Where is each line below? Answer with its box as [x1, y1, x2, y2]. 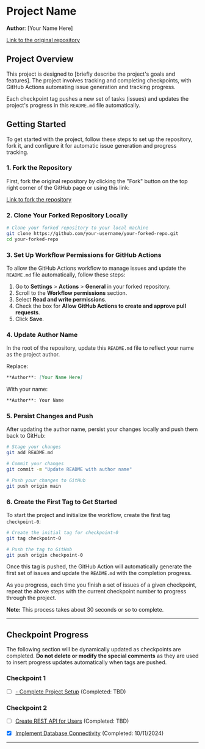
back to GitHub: [6, 432, 46, 440]
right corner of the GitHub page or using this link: [6, 184, 130, 191]
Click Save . [15, 316, 45, 323]
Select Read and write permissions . [15, 296, 107, 303]
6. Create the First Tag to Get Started [6, 498, 117, 506]
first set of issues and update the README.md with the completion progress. [6, 570, 192, 577]
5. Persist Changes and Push [6, 412, 93, 421]
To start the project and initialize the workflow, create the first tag [6, 511, 171, 518]
